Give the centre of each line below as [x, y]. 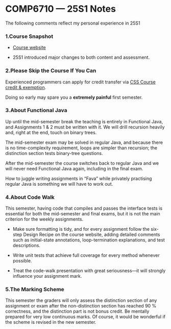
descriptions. [27, 246]
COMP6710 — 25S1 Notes [61, 9]
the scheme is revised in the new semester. [51, 322]
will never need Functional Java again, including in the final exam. [74, 168]
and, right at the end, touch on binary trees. [51, 132]
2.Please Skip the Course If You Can [51, 71]
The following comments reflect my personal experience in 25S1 [73, 23]
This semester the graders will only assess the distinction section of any [81, 300]
